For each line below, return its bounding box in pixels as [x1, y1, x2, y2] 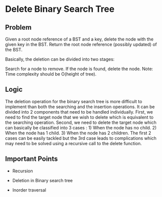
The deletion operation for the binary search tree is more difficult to [5, 98, 142, 104]
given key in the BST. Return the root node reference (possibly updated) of [5, 41, 157, 47]
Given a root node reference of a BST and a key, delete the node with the [5, 36, 154, 42]
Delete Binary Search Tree [5, 3, 115, 15]
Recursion [12, 168, 33, 174]
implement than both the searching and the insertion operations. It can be [5, 104, 155, 110]
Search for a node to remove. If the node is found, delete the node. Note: [5, 66, 153, 72]
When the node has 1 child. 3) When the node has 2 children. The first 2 [5, 130, 152, 136]
